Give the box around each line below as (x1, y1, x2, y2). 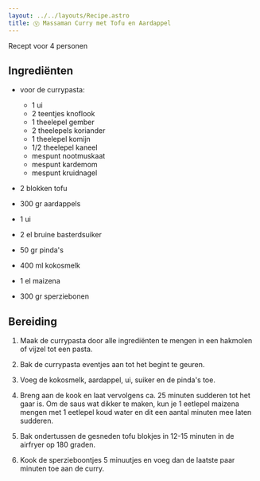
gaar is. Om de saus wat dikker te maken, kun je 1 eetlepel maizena (19, 399, 240, 409)
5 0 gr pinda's (19, 245, 64, 255)
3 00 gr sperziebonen (19, 291, 90, 301)
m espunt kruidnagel (31, 168, 98, 178)
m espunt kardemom (31, 160, 98, 170)
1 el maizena (19, 276, 61, 286)
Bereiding (8, 315, 57, 328)
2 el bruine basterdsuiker (19, 230, 102, 240)
